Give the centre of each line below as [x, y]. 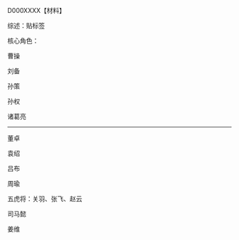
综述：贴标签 [26, 26]
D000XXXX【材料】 [37, 10]
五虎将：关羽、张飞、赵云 [45, 199]
